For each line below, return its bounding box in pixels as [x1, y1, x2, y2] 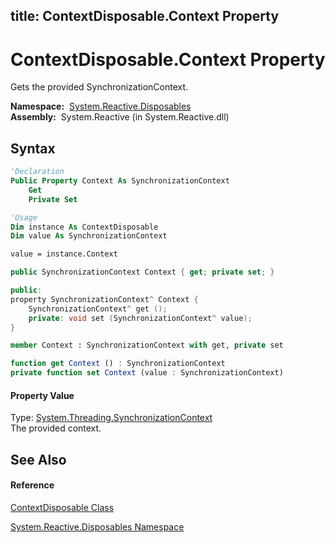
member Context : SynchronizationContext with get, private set [10, 340, 284, 351]
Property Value [10, 389, 75, 401]
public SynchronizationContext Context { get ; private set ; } [10, 267, 275, 278]
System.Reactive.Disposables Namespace [10, 520, 185, 533]
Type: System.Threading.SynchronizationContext [10, 412, 213, 424]
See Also [10, 451, 67, 468]
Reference [10, 479, 55, 491]
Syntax [10, 140, 56, 157]
